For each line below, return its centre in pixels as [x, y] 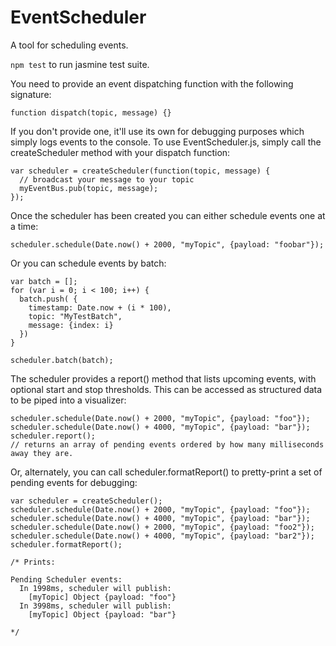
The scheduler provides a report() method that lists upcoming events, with [163, 378]
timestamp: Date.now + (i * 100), [100, 307]
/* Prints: [33, 562]
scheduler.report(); [53, 436]
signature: [31, 94]
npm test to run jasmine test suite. [80, 64]
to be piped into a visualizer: [68, 400]
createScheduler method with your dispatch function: [120, 152]
